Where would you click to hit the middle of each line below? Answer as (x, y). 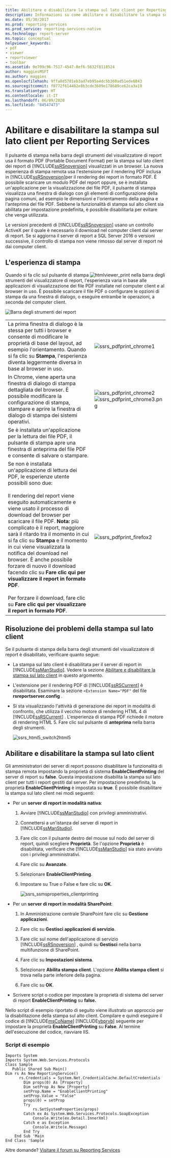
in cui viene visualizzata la (39, 547)
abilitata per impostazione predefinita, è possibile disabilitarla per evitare (81, 209)
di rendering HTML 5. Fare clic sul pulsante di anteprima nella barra (84, 722)
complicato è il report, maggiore (46, 528)
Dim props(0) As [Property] (53, 1082)
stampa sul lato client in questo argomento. (58, 675)
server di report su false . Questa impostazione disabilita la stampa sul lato (83, 776)
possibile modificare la (35, 396)
